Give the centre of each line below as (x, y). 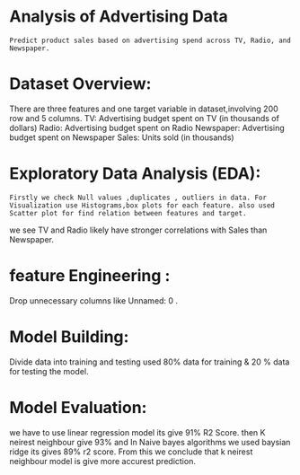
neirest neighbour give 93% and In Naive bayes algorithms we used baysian (150, 442)
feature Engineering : (90, 276)
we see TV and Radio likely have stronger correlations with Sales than (138, 230)
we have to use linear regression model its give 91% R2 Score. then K (137, 432)
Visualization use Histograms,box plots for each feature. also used (142, 205)
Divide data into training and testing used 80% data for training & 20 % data (150, 362)
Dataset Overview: (80, 84)
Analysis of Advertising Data (119, 17)
